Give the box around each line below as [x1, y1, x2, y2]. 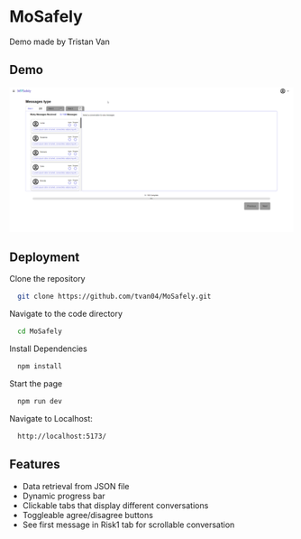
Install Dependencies [9, 343, 87, 354]
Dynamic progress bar [22, 490, 105, 501]
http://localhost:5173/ [17, 432, 106, 441]
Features [9, 457, 60, 472]
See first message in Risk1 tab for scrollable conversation [22, 519, 235, 530]
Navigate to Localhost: [9, 413, 93, 423]
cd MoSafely [17, 327, 63, 336]
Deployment [9, 250, 80, 265]
